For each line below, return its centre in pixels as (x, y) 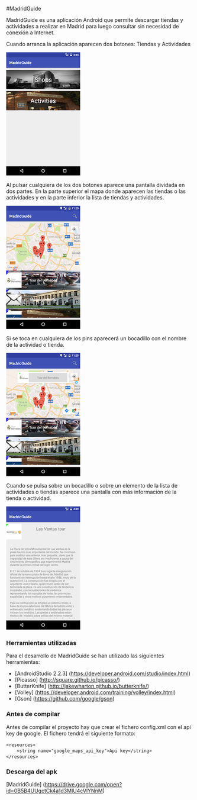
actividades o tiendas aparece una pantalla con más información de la (91, 492)
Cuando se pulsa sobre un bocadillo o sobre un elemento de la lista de (92, 486)
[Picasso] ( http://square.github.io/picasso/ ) (67, 680)
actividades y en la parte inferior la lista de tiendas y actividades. (85, 197)
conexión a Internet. (30, 33)
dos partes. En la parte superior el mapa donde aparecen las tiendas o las (96, 191)
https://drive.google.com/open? (83, 784)
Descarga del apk (32, 772)
